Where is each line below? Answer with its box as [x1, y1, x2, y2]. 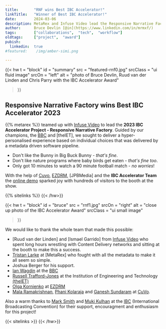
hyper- [121, 132, 135, 139]
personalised [5, 138, 32, 143]
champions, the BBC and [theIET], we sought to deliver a [5, 132, 121, 139]
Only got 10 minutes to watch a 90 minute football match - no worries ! [12, 163, 155, 169]
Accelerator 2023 [5, 108, 61, 117]
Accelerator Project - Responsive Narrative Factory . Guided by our [5, 127, 144, 133]
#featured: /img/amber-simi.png [5, 48, 79, 53]
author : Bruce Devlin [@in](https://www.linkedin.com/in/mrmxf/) [5, 26, 154, 31]
